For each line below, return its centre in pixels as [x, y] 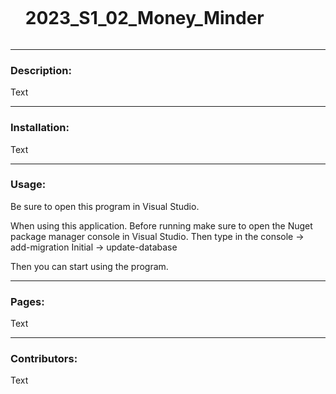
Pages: [27, 301]
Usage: [28, 185]
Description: [41, 70]
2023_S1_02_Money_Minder [144, 18]
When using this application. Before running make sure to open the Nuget [161, 225]
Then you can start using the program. [89, 266]
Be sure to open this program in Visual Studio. [105, 206]
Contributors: [44, 359]
